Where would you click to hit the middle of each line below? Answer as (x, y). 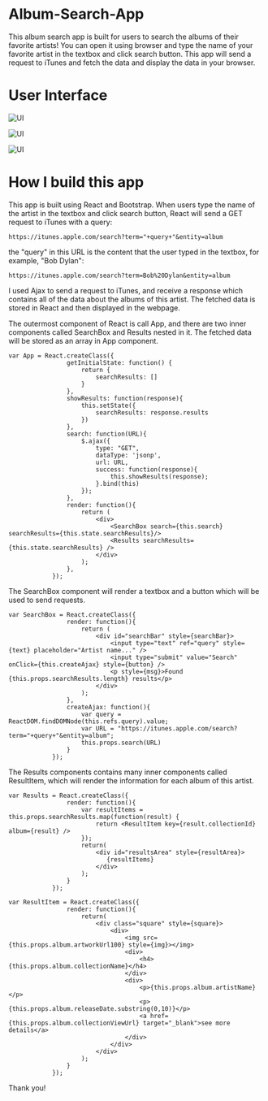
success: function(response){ (147, 469)
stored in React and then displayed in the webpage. (94, 308)
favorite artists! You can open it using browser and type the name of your (131, 45)
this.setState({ (108, 405)
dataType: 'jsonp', (128, 455)
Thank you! (27, 1088)
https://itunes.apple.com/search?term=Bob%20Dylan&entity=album (119, 275)
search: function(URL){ (107, 434)
